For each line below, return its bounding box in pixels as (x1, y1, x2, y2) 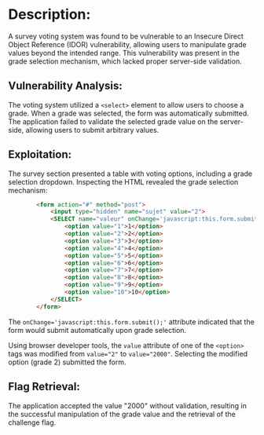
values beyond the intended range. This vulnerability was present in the (8, 48, 240, 57)
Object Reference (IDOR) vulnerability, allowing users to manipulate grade (8, 39, 247, 49)
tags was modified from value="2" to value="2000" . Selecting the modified (8, 349, 248, 358)
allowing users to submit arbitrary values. (25, 125, 159, 134)
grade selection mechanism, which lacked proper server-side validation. (8, 57, 242, 66)
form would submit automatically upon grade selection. (8, 325, 187, 334)
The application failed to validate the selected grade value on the (8, 116, 218, 126)
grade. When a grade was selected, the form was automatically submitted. (8, 108, 249, 118)
